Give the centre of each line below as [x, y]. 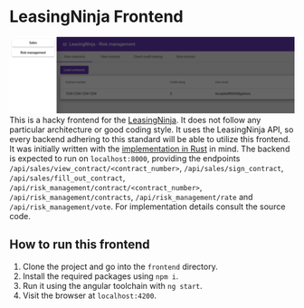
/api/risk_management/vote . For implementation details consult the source [147, 207]
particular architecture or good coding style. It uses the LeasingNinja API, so [152, 130]
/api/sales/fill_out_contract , [67, 178]
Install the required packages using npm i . [100, 276]
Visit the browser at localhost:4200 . [89, 295]
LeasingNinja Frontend [96, 17]
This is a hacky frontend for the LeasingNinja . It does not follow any [135, 120]
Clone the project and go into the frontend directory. [120, 266]
